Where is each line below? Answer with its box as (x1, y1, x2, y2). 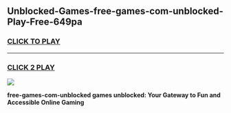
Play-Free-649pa (7, 16, 82, 28)
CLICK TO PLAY (7, 37, 60, 47)
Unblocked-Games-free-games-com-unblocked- (7, 5, 223, 17)
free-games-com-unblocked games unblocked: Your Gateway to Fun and (7, 90, 221, 99)
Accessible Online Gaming (7, 98, 85, 106)
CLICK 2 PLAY (7, 62, 55, 72)
